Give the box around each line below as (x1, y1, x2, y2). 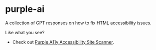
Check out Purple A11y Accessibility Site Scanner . (12, 39, 114, 45)
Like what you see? (5, 29, 45, 35)
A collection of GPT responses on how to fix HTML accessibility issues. (5, 20, 152, 26)
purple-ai (5, 3, 45, 15)
